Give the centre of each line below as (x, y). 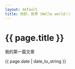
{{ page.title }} (35, 38)
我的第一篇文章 (20, 52)
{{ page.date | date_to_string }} (36, 61)
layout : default (21, 9)
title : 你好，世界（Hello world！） (39, 14)
